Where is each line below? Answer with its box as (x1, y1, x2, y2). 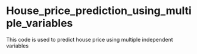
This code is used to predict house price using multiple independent (6, 36, 174, 43)
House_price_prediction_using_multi (6, 4, 192, 18)
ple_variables (6, 16, 73, 30)
